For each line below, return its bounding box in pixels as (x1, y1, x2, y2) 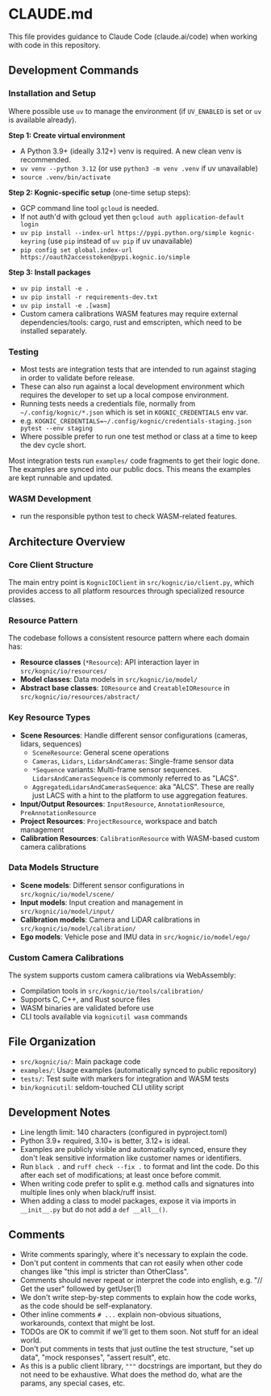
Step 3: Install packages (8, 267, 91, 277)
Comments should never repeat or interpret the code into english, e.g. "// (19, 1275, 263, 1285)
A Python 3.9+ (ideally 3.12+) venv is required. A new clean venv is (19, 146, 242, 156)
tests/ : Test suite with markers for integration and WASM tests (19, 1074, 230, 1083)
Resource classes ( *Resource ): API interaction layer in (19, 658, 200, 667)
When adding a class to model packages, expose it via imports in (19, 1196, 236, 1205)
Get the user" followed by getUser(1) (19, 1284, 142, 1293)
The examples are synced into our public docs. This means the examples (8, 464, 252, 473)
